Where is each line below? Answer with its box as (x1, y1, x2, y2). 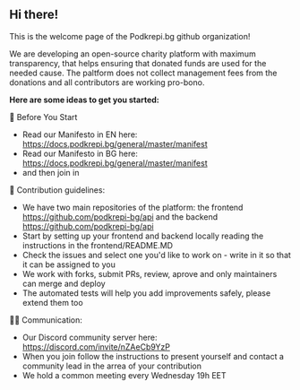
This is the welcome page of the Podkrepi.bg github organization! (9, 30, 251, 41)
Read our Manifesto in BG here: (21, 148, 139, 159)
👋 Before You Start (9, 111, 78, 122)
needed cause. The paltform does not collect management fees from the (9, 67, 278, 78)
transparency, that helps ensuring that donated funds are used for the (9, 57, 267, 68)
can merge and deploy (21, 278, 106, 289)
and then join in (21, 167, 80, 178)
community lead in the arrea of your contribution (21, 360, 201, 371)
